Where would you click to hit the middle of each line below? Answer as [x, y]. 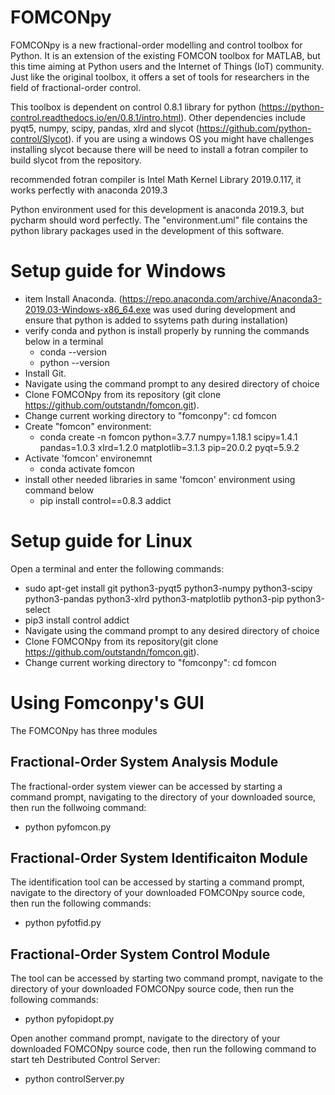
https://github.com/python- [255, 128]
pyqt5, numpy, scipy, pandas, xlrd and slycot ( [105, 128]
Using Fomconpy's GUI [107, 703]
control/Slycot [39, 138]
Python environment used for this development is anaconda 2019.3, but [157, 209]
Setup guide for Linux [101, 541]
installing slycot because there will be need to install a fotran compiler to [159, 149]
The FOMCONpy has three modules [84, 730]
